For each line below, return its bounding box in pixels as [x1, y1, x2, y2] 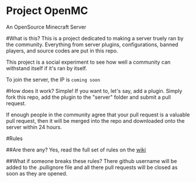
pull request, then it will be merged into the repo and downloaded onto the [6, 117, 185, 124]
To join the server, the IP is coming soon [6, 76, 101, 83]
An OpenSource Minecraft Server [6, 23, 87, 30]
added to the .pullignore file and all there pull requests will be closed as [6, 164, 178, 171]
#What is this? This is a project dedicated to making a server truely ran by [6, 34, 184, 42]
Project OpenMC [6, 4, 88, 18]
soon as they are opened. [6, 170, 68, 177]
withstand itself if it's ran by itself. [6, 64, 87, 71]
